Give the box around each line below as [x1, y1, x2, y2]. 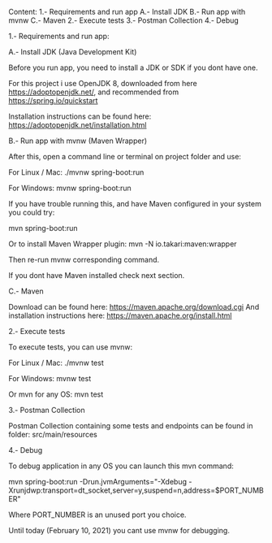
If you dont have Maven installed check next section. [8, 271, 185, 280]
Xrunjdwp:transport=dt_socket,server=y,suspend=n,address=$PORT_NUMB [8, 485, 264, 495]
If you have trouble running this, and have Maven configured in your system [8, 199, 261, 208]
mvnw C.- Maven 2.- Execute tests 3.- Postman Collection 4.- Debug [8, 15, 240, 25]
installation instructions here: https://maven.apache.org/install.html [8, 311, 232, 320]
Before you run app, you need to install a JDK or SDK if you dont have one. [8, 63, 258, 72]
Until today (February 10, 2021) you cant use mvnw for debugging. [8, 526, 230, 535]
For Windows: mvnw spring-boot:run [8, 183, 132, 193]
